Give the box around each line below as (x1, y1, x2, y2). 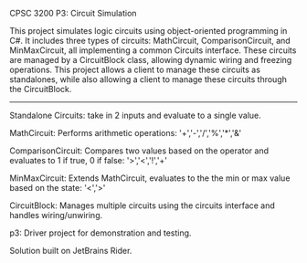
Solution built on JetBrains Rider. (9, 246, 132, 256)
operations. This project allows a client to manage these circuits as (9, 64, 260, 75)
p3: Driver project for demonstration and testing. (9, 227, 192, 238)
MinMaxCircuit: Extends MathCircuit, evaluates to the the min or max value (9, 173, 291, 184)
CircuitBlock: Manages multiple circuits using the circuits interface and (9, 200, 276, 211)
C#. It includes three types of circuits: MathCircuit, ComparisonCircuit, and (9, 36, 291, 46)
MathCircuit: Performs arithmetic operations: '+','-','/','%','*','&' (9, 128, 242, 138)
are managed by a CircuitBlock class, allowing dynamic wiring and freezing (9, 55, 292, 65)
